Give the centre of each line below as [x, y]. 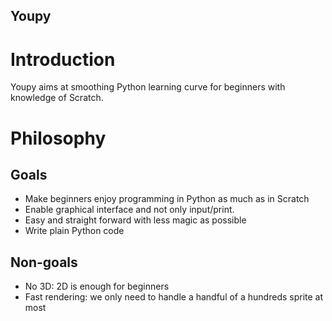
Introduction [63, 59]
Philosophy [58, 138]
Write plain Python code [74, 231]
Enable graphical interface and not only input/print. [129, 210]
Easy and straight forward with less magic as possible [135, 220]
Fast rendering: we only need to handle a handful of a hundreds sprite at [174, 297]
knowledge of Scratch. [57, 98]
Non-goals [44, 262]
